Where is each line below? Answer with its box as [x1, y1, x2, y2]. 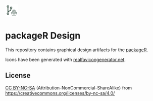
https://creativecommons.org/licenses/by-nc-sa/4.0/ [5, 90, 115, 96]
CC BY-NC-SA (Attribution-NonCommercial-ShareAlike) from [5, 85, 132, 91]
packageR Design [5, 30, 81, 42]
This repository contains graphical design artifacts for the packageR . [5, 47, 148, 53]
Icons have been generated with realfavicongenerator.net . [5, 56, 126, 62]
